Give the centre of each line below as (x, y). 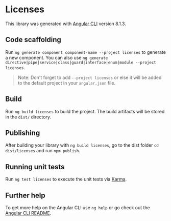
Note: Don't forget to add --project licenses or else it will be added (90, 77)
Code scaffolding (33, 40)
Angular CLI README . (28, 213)
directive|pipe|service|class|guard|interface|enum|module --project (81, 63)
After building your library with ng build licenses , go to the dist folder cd (82, 145)
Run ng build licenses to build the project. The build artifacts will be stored (85, 111)
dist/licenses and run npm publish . (43, 151)
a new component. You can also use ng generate (57, 57)
